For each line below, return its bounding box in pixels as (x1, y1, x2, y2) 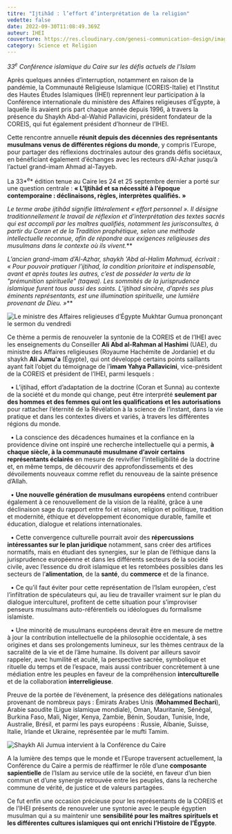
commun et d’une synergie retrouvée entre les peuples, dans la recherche (7, 776, 217, 784)
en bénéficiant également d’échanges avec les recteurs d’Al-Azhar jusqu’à (7, 155, 218, 163)
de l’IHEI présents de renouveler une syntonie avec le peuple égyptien (7, 804, 206, 813)
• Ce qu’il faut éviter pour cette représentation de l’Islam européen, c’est (10, 583, 216, 592)
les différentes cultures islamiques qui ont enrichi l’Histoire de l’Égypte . (7, 819, 217, 827)
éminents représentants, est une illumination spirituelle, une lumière (7, 291, 200, 300)
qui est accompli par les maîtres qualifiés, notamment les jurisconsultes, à (7, 220, 219, 228)
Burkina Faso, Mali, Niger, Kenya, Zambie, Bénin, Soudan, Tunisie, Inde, (7, 712, 210, 721)
